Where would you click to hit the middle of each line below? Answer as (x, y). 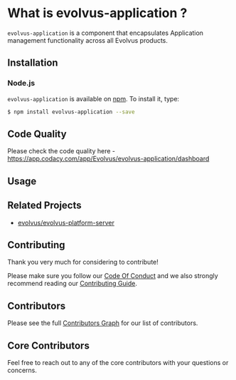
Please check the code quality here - (61, 151)
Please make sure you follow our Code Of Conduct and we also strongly (113, 276)
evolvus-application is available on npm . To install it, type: (93, 98)
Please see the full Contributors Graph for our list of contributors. (103, 323)
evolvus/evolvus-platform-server (66, 222)
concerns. (22, 370)
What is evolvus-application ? (97, 13)
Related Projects (44, 206)
